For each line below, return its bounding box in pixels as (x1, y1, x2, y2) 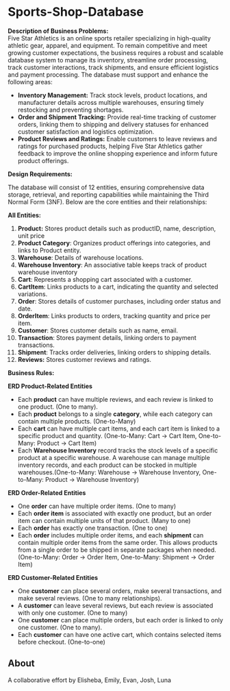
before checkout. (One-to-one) (17, 638, 105, 646)
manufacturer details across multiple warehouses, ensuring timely (17, 98, 204, 106)
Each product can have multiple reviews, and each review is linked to (17, 395, 214, 403)
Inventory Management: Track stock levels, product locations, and (17, 90, 207, 99)
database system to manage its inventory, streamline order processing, (8, 56, 208, 64)
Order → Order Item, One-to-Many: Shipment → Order (62, 553, 215, 561)
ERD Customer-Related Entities (8, 573, 99, 581)
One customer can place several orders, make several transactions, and (17, 587, 222, 595)
